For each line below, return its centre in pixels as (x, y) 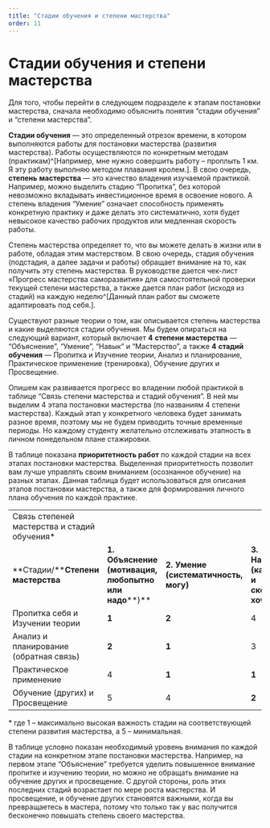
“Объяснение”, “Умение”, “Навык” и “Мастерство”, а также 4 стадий (126, 347)
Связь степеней (43, 517)
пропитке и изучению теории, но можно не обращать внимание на (124, 773)
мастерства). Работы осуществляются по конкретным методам (119, 152)
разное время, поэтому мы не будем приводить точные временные (125, 422)
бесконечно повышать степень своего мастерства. (97, 816)
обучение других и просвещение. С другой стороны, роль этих (117, 781)
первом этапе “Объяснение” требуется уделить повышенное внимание (132, 764)
